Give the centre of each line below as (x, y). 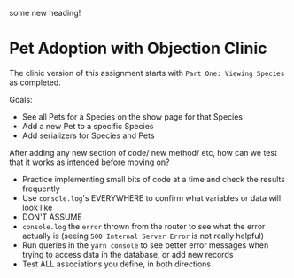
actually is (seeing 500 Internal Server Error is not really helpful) (143, 236)
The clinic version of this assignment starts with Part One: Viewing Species (147, 73)
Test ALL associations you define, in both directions (116, 264)
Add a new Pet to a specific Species (88, 126)
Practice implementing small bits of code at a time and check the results (154, 179)
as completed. (35, 82)
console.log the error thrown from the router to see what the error (143, 226)
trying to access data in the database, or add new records (128, 254)
